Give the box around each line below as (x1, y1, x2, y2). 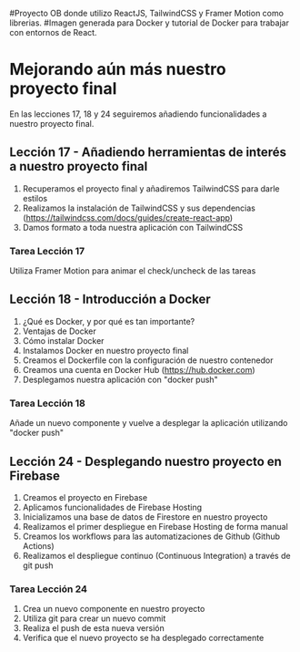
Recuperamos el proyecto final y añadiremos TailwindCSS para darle (22, 182, 280, 194)
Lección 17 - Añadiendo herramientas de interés (9, 145, 286, 160)
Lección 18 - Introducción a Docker (9, 292, 211, 307)
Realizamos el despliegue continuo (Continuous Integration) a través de (22, 550, 291, 561)
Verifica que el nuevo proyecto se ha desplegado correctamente (22, 633, 265, 644)
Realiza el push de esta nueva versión (22, 623, 165, 634)
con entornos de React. (9, 27, 97, 37)
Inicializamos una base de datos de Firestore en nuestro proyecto (22, 511, 268, 523)
